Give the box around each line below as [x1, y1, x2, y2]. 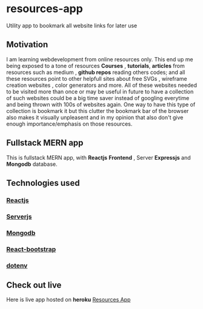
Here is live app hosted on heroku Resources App [6, 296, 131, 304]
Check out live [6, 280, 62, 290]
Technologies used [6, 178, 80, 188]
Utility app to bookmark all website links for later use [6, 22, 138, 29]
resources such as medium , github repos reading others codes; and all [6, 69, 185, 76]
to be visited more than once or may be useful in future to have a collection [6, 87, 194, 95]
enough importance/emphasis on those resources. [6, 120, 133, 127]
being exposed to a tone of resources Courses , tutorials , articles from [6, 62, 185, 69]
